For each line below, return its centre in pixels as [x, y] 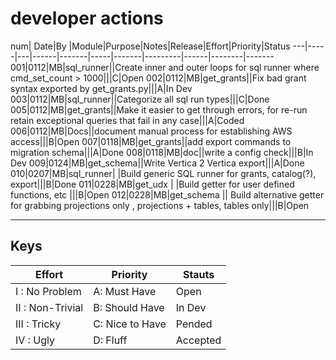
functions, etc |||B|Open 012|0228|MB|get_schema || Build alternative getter [167, 194]
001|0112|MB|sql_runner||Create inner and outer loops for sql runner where [165, 67]
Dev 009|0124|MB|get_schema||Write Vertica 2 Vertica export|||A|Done [157, 163]
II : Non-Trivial [49, 307]
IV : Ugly [35, 340]
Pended [194, 324]
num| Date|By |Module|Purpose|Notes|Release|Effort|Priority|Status [150, 46]
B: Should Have [129, 307]
